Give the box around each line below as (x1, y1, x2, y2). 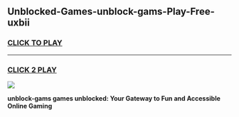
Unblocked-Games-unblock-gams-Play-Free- (7, 6, 215, 18)
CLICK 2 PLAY (7, 65, 57, 74)
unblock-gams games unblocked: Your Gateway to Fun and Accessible (7, 94, 221, 102)
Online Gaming (7, 101, 53, 110)
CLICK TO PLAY (7, 38, 63, 48)
